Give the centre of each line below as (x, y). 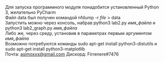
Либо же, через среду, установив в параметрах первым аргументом (79, 33)
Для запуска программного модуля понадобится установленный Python (82, 7)
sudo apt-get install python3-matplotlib (45, 49)
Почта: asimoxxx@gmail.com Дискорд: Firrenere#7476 (62, 54)
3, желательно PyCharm (30, 12)
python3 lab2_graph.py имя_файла (41, 28)
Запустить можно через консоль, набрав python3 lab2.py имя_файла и (80, 23)
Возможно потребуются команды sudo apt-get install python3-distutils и (81, 44)
